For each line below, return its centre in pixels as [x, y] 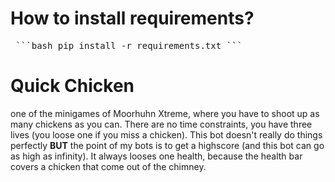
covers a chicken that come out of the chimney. [108, 166]
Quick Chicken [72, 86]
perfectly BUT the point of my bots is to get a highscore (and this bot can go [167, 145]
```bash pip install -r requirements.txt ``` [129, 45]
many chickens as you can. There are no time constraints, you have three [161, 124]
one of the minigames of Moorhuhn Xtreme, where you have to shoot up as [165, 113]
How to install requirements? [132, 18]
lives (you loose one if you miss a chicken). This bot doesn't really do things [166, 134]
